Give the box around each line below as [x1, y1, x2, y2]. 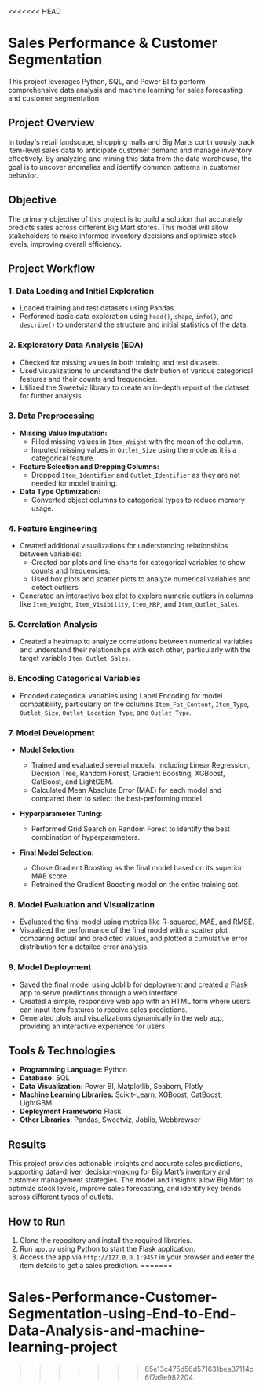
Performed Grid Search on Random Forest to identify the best [31, 824, 230, 834]
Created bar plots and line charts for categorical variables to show [31, 558, 246, 567]
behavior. [8, 170, 38, 180]
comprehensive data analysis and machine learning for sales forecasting [8, 85, 243, 94]
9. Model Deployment [8, 962, 92, 973]
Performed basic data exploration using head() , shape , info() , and [19, 312, 233, 321]
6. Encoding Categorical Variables [8, 673, 141, 684]
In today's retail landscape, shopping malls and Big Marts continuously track [8, 137, 255, 146]
